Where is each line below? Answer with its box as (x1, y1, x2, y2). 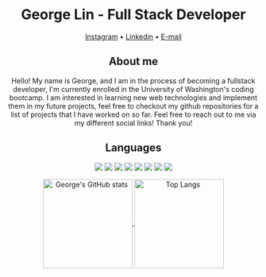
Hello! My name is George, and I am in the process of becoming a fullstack (11, 75, 256, 85)
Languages (105, 141, 162, 155)
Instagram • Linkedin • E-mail (84, 32, 183, 41)
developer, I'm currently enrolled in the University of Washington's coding (13, 84, 254, 94)
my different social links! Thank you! (74, 117, 193, 128)
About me (108, 55, 159, 68)
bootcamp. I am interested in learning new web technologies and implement (9, 93, 258, 102)
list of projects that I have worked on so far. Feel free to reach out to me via (10, 110, 256, 119)
